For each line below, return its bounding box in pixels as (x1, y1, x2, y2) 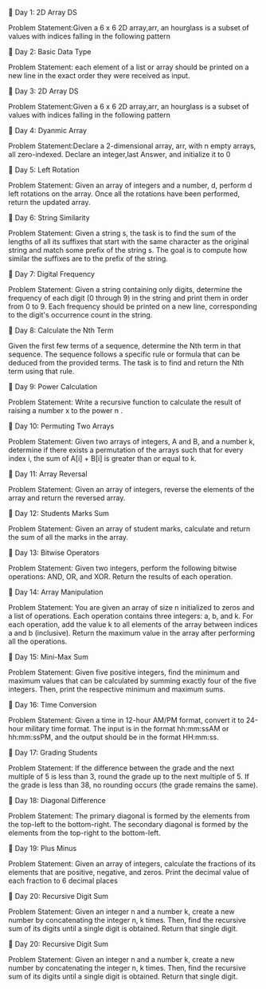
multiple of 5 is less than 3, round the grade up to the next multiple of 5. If (8, 772, 249, 781)
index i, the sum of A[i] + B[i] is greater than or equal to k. (8, 454, 198, 463)
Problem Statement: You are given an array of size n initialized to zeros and (8, 603, 255, 612)
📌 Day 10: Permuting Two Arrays (8, 421, 115, 431)
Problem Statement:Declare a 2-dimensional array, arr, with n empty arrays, (8, 141, 256, 151)
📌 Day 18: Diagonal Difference (8, 796, 106, 805)
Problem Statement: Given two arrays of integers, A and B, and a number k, (8, 437, 256, 446)
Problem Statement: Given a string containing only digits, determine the (8, 285, 243, 294)
